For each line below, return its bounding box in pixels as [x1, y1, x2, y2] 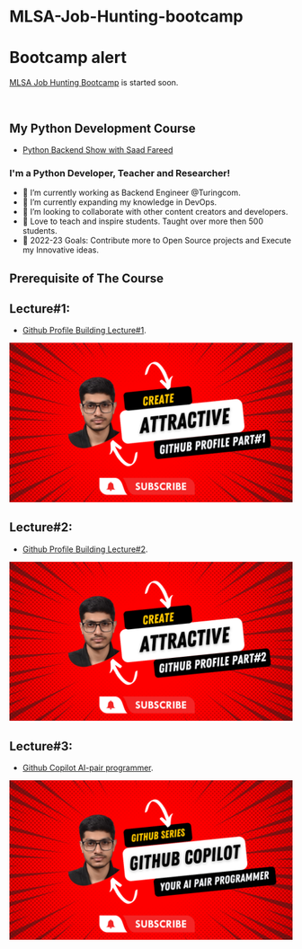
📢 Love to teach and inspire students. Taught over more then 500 [22, 216, 263, 226]
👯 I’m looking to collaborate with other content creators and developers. [22, 207, 289, 217]
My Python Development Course [9, 120, 196, 136]
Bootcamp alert [9, 48, 128, 68]
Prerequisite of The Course [9, 271, 164, 286]
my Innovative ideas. [22, 244, 99, 255]
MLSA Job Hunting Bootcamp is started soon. [9, 77, 179, 88]
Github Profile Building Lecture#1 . [22, 325, 147, 336]
